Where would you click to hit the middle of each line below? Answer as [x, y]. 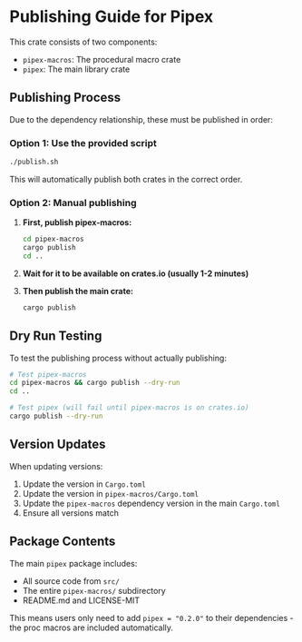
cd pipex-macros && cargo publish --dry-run [95, 383]
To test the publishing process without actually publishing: [118, 358]
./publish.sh [34, 162]
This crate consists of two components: [83, 42]
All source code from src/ [71, 581]
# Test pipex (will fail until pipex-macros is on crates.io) [129, 408]
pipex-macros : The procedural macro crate [102, 59]
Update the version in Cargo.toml [84, 484]
